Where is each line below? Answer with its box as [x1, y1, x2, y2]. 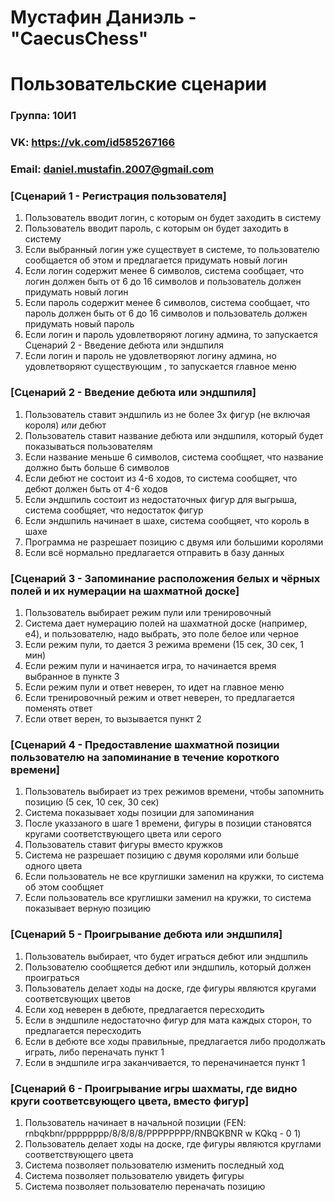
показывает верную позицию [24, 902, 152, 915]
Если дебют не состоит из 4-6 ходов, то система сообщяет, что [24, 472, 298, 484]
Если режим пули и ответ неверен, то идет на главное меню [24, 681, 285, 693]
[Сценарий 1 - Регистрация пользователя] [10, 189, 227, 203]
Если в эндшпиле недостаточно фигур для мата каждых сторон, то [24, 1014, 312, 1026]
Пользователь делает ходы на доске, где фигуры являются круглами [24, 1137, 322, 1150]
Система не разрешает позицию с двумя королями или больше [24, 849, 300, 861]
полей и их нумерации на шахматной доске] [10, 584, 240, 598]
